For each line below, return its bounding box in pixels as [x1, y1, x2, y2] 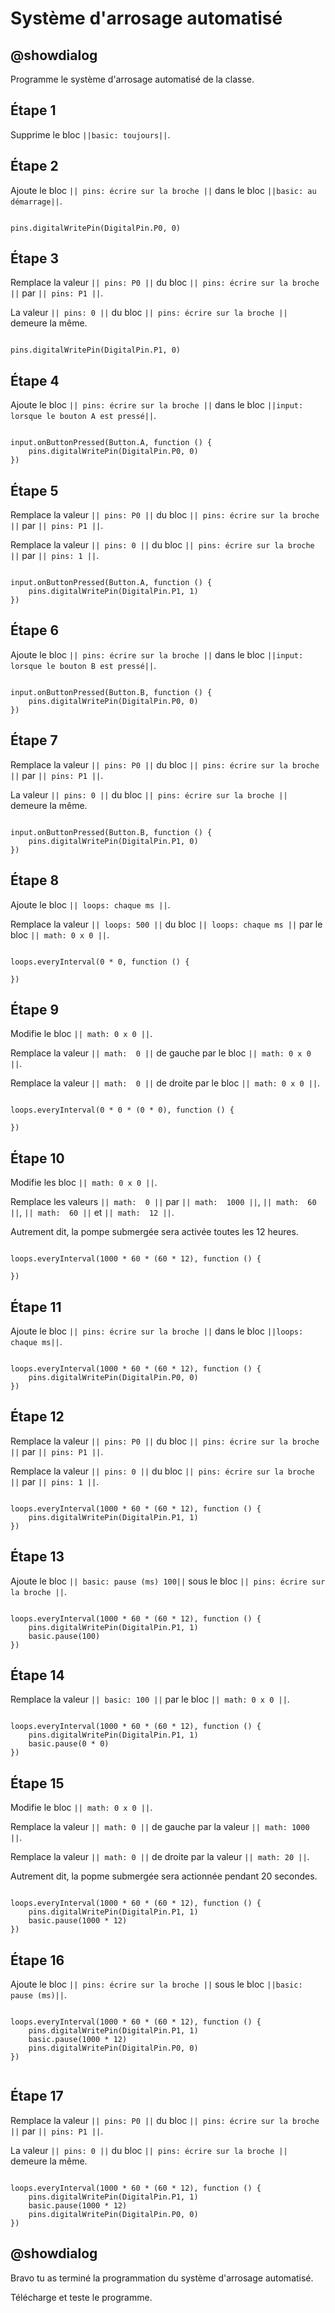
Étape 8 [10, 872, 60, 889]
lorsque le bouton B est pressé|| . [10, 659, 157, 671]
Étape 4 [10, 372, 60, 389]
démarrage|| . [10, 195, 63, 207]
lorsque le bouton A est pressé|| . [10, 410, 157, 422]
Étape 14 [10, 1667, 65, 1684]
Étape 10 [10, 1150, 65, 1167]
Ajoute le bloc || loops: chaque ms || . [10, 898, 171, 911]
